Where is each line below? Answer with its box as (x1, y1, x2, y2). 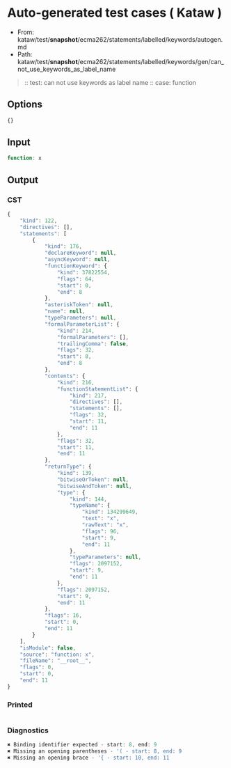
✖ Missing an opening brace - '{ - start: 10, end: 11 (7, 754, 170, 762)
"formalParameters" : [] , (56, 334, 129, 340)
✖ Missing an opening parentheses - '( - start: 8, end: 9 (7, 748, 182, 755)
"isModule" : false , (19, 644, 77, 652)
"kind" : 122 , (19, 217, 58, 224)
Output (7, 174, 38, 186)
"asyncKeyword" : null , (44, 256, 111, 263)
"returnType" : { (44, 463, 92, 471)
